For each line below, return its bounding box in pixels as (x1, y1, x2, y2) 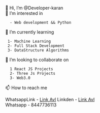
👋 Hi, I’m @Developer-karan (5, 5, 63, 11)
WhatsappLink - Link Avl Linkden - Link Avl (5, 97, 95, 102)
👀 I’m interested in (5, 10, 43, 16)
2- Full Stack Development (7, 43, 65, 48)
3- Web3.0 (10, 75, 30, 80)
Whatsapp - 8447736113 (5, 102, 57, 108)
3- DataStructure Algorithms (7, 48, 70, 53)
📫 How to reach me (5, 84, 47, 91)
